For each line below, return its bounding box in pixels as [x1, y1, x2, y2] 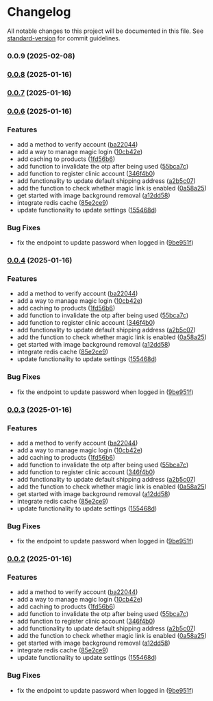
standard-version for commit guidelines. [7, 34, 121, 42]
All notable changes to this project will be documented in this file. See [7, 27, 204, 35]
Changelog [7, 4, 71, 20]
